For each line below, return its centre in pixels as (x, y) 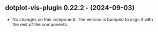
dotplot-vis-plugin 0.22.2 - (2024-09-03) (70, 8)
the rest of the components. (40, 24)
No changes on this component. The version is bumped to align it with (82, 19)
